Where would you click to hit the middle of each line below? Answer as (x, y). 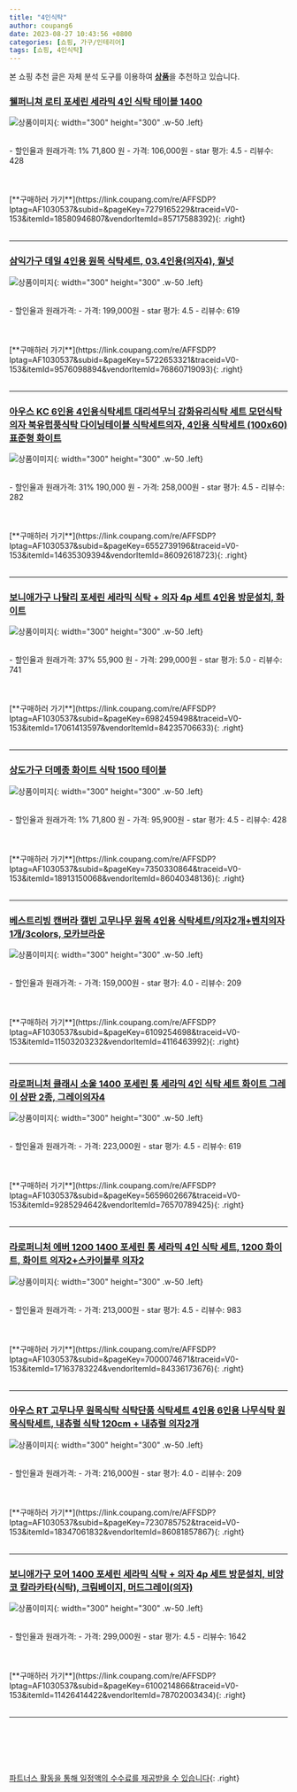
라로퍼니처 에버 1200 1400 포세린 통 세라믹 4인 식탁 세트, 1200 (136, 1247)
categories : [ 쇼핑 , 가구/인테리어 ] (67, 42)
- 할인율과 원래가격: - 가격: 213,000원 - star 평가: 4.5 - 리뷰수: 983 (125, 1309)
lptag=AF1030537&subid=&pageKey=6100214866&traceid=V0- (124, 1686)
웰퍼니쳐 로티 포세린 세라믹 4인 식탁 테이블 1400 (106, 102)
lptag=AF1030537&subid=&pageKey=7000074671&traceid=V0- (124, 1359)
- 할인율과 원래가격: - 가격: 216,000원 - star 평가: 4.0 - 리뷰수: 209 (126, 1473)
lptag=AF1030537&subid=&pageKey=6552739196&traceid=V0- (124, 546)
